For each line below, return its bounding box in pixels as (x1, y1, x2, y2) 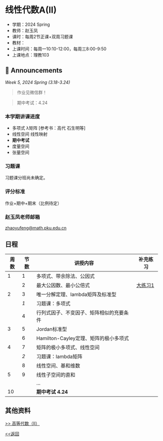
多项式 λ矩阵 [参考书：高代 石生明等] (12, 125, 86, 131)
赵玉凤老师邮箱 (5, 213, 40, 220)
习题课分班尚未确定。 (5, 175, 48, 181)
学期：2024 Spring (12, 21, 50, 27)
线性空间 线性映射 (12, 131, 48, 137)
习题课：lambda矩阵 (36, 353, 82, 360)
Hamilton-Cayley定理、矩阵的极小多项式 (36, 335, 130, 342)
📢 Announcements (5, 66, 63, 75)
